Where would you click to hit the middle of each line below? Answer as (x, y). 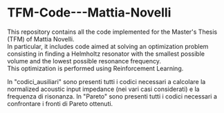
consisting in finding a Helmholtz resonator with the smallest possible (106, 54)
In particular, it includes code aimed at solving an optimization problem (108, 46)
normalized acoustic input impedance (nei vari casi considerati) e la (103, 89)
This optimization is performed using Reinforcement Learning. (95, 68)
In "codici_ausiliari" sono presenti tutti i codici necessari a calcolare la (106, 81)
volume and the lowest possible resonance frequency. (84, 61)
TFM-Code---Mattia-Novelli (89, 13)
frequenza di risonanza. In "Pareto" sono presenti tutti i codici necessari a (112, 96)
